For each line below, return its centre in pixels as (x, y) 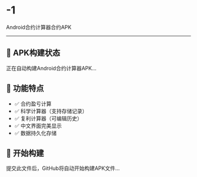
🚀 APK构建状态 (33, 53)
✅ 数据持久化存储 (35, 133)
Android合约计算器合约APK (39, 27)
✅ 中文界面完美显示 (38, 125)
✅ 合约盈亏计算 (33, 104)
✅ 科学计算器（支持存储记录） (51, 111)
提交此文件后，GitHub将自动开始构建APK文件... (63, 168)
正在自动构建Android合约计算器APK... (51, 68)
